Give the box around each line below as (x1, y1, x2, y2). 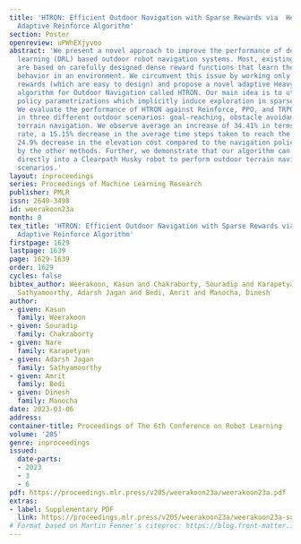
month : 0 (9, 212, 42, 222)
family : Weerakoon (17, 313, 87, 323)
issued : (9, 446, 39, 455)
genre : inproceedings (9, 438, 90, 447)
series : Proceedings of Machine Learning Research (9, 180, 202, 189)
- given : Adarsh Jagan (9, 355, 94, 364)
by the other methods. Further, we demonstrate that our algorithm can (17, 146, 291, 155)
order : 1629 (9, 263, 54, 272)
